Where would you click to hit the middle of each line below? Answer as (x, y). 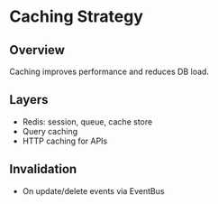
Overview (37, 50)
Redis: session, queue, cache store (87, 121)
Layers (29, 100)
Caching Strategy (77, 17)
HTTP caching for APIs (65, 141)
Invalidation (43, 169)
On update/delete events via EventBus (93, 190)
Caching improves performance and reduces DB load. (109, 71)
